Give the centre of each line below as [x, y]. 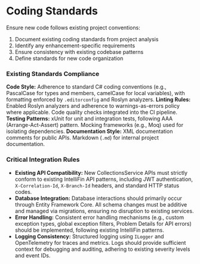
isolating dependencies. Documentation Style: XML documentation [90, 131]
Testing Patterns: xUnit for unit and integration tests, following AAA [90, 119]
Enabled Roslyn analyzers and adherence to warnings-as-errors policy [93, 106]
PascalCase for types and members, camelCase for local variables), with [96, 93]
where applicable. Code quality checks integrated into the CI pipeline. [92, 113]
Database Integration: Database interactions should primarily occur [98, 198]
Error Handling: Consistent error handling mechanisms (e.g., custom [99, 217]
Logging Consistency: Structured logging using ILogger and [89, 236]
